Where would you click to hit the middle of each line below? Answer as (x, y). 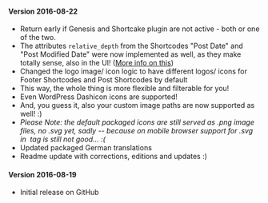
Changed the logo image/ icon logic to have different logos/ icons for (134, 71)
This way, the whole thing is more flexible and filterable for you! (124, 89)
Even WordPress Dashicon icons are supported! (99, 97)
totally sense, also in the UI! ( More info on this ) (97, 63)
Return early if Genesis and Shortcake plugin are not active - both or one (140, 29)
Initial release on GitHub (59, 193)
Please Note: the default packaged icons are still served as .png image (137, 122)
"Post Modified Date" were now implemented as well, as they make (130, 54)
